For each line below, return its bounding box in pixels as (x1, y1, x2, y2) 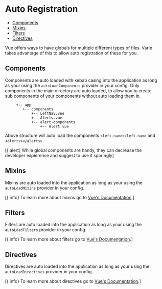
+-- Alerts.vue (31, 115, 63, 120)
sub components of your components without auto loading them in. (5, 93, 141, 99)
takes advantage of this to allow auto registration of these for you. (5, 50, 138, 56)
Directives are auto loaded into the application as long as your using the (5, 263, 150, 269)
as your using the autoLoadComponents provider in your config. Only (5, 82, 139, 88)
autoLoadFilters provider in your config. (5, 227, 87, 233)
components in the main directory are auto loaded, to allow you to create (5, 87, 152, 94)
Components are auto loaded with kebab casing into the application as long (5, 77, 158, 83)
